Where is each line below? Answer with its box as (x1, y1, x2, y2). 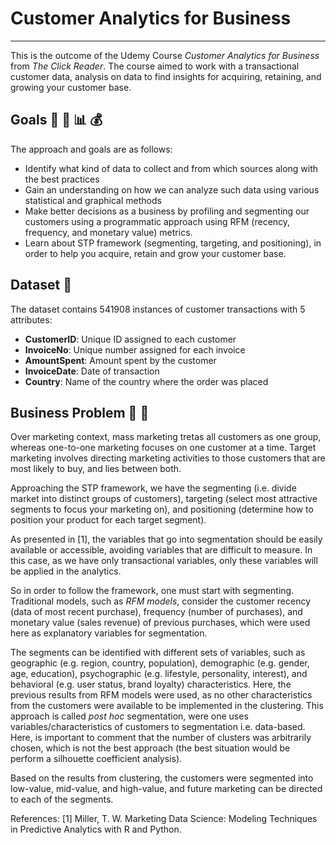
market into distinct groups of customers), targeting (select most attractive (10, 493, 318, 505)
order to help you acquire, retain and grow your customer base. (24, 247, 287, 259)
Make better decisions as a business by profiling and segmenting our (24, 205, 310, 217)
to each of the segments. (10, 793, 114, 806)
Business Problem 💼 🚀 (10, 404, 150, 421)
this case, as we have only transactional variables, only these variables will (10, 555, 318, 567)
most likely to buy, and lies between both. (10, 463, 182, 475)
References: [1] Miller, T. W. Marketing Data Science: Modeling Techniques (10, 813, 318, 825)
